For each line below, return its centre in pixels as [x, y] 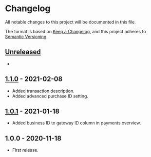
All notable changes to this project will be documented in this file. [71, 22]
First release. [25, 150]
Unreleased [23, 52]
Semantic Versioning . [26, 37]
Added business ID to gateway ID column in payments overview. [76, 123]
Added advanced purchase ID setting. [50, 96]
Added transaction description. [43, 91]
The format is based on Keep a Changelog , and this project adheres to [75, 31]
